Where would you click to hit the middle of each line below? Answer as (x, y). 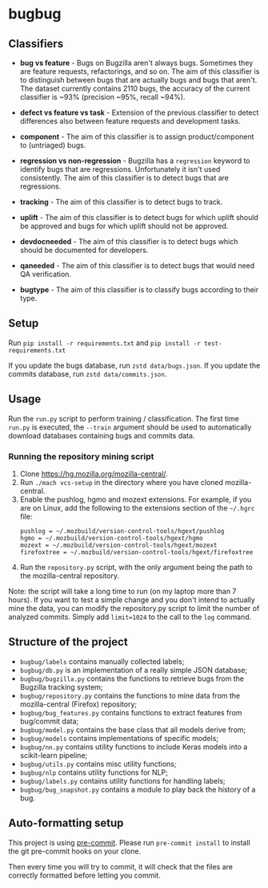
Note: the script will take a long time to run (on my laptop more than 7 (122, 591)
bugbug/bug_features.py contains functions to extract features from (131, 712)
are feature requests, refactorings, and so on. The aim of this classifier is (140, 71)
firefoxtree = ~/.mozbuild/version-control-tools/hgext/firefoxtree (136, 552)
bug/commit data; (49, 721)
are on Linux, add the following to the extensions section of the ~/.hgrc (137, 507)
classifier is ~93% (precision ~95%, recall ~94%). (102, 97)
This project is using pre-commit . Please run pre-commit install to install (129, 842)
